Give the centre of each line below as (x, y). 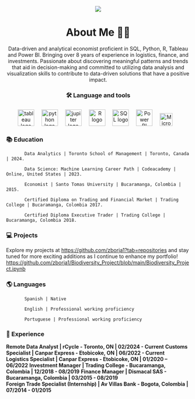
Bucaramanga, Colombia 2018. (41, 221)
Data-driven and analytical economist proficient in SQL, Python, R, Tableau (98, 49)
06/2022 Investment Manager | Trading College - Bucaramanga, (86, 365)
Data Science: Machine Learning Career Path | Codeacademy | (100, 169)
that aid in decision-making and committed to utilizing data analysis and (98, 67)
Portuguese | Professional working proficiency (83, 319)
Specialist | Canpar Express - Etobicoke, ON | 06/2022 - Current (86, 353)
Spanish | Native (45, 299)
